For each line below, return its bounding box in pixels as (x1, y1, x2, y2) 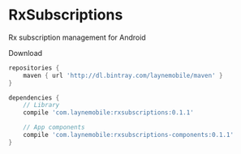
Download (8, 48, 43, 58)
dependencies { (8, 93, 60, 102)
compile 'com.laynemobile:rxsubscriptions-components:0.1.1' (23, 131, 234, 139)
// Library (23, 101, 60, 109)
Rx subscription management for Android (8, 32, 146, 42)
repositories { (8, 63, 60, 72)
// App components (23, 123, 85, 131)
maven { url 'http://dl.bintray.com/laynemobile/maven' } (23, 71, 223, 79)
